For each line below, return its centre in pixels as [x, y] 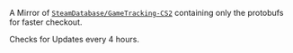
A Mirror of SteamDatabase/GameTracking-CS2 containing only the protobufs [146, 13]
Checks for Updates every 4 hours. [74, 39]
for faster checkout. [46, 22]
